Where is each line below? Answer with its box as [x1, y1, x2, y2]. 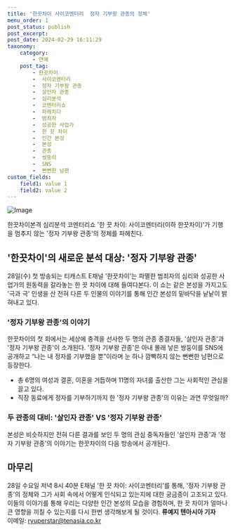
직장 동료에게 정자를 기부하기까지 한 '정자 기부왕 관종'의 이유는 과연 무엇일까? [17, 394, 229, 402]
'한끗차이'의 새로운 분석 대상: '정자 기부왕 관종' [7, 252, 198, 264]
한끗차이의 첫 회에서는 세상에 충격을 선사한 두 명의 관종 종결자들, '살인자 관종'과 [7, 335, 224, 343]
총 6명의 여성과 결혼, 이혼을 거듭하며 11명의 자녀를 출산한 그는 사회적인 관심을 [17, 376, 229, 384]
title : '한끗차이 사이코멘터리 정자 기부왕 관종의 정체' [7, 10, 151, 18]
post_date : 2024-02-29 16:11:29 [7, 37, 102, 44]
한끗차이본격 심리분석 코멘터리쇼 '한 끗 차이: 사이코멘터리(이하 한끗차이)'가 [7, 221, 210, 229]
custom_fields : [7, 174, 52, 181]
